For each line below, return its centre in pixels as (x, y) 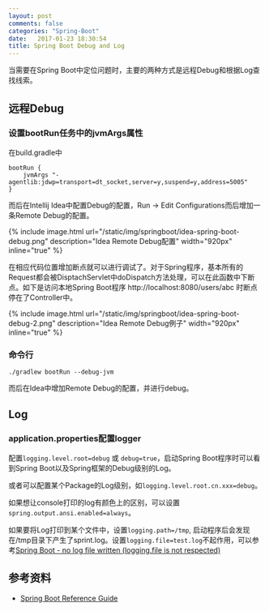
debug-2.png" (32, 323)
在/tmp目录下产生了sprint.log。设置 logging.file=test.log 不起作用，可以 (130, 540)
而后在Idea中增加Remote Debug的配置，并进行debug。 (101, 388)
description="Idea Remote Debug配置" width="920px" (141, 241)
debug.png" (28, 241)
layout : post (30, 16)
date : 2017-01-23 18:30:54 (58, 38)
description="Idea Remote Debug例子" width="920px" (149, 323)
